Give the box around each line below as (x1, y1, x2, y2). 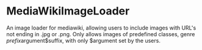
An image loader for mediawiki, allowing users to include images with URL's (6, 24, 197, 31)
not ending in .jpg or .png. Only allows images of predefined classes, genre (6, 30, 195, 37)
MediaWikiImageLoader (6, 4, 130, 18)
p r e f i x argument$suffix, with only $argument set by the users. (6, 37, 161, 44)
